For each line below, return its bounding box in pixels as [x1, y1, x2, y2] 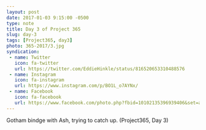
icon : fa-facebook [14, 94, 62, 100]
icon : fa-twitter [14, 60, 59, 66]
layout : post [6, 9, 40, 15]
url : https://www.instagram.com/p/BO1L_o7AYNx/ [14, 83, 139, 89]
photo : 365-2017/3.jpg [6, 43, 64, 49]
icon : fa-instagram [14, 77, 64, 83]
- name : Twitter [9, 54, 51, 60]
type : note [6, 20, 34, 26]
